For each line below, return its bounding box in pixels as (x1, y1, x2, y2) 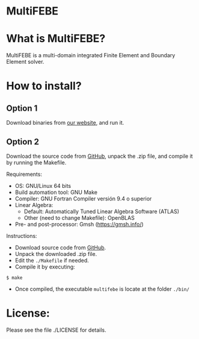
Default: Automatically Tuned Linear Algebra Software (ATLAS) (23, 208, 179, 215)
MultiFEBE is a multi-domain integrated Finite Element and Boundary (6, 52, 176, 59)
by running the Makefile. (6, 158, 67, 166)
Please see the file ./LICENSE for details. (6, 326, 106, 334)
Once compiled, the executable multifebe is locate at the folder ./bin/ (14, 285, 189, 293)
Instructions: (6, 232, 37, 239)
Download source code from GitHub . (14, 244, 106, 251)
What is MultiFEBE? (6, 32, 106, 46)
